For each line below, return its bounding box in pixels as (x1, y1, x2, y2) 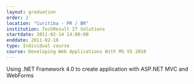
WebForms (6, 71, 34, 79)
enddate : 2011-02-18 (6, 37, 59, 43)
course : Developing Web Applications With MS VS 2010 (6, 49, 147, 55)
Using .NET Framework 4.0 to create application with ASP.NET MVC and (6, 65, 188, 72)
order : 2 (6, 15, 29, 21)
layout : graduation (6, 9, 56, 15)
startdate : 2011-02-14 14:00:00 (6, 32, 89, 38)
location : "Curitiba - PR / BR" (6, 20, 89, 26)
